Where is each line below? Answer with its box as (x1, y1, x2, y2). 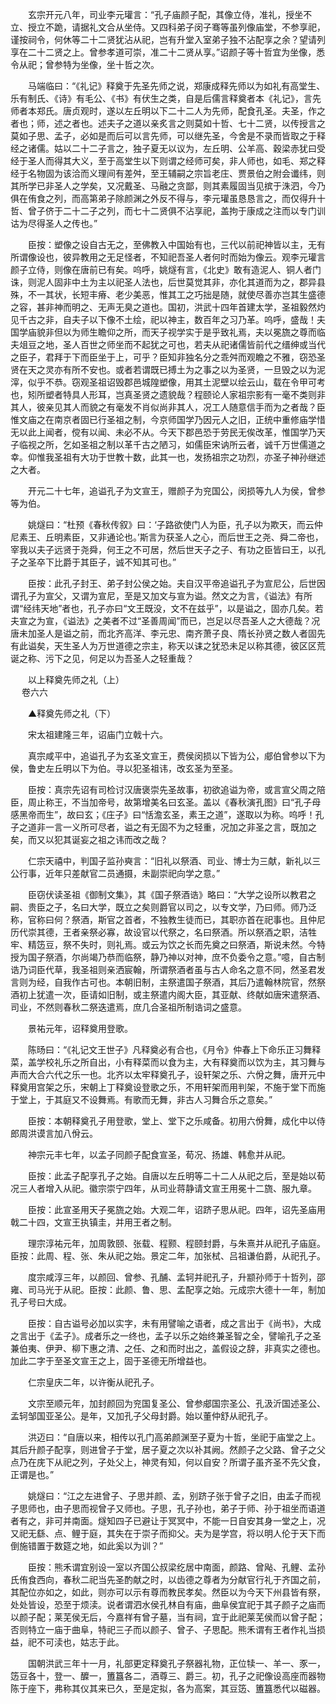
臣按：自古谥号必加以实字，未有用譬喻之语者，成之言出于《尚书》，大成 (27, 1318, 322, 1329)
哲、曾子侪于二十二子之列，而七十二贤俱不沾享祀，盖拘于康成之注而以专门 (10, 205, 317, 217)
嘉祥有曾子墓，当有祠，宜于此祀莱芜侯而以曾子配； (114, 1611, 326, 1623)
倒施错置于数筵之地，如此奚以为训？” (10, 1540, 164, 1552)
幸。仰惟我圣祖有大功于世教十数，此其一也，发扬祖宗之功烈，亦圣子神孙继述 (10, 451, 326, 463)
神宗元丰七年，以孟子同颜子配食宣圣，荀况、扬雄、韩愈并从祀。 (27, 1149, 291, 1160)
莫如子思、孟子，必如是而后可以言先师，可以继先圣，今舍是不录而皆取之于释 (10, 130, 326, 142)
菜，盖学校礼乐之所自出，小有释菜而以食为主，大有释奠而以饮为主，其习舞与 (10, 1056, 326, 1068)
